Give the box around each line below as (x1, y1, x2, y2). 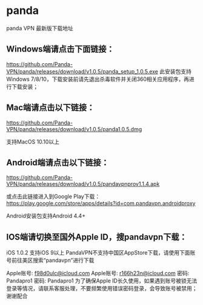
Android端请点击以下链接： (6, 157, 109, 168)
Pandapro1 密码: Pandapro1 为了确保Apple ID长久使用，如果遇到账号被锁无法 (6, 277, 198, 284)
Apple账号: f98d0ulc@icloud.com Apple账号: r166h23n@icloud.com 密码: (6, 270, 190, 277)
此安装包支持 (159, 67, 192, 75)
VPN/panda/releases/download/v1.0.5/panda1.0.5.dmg (6, 125, 142, 132)
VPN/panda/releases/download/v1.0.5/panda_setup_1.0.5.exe (6, 67, 159, 75)
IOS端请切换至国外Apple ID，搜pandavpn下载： (6, 231, 187, 242)
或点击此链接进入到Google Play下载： (6, 193, 101, 200)
